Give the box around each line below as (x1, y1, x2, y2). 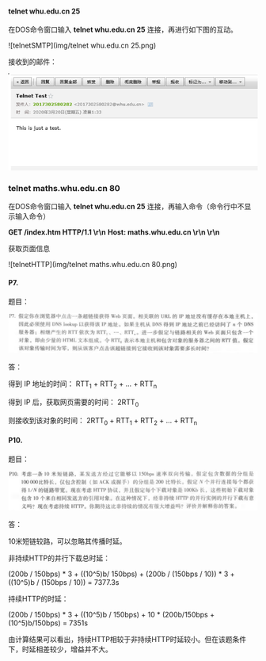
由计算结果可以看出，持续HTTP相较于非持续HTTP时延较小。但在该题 (8, 634, 233, 644)
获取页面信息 (8, 244, 50, 254)
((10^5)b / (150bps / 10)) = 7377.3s (8, 577, 120, 586)
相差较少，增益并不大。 (35, 644, 112, 654)
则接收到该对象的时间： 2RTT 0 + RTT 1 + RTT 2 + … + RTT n (8, 415, 198, 427)
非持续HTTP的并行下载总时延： (8, 553, 111, 563)
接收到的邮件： (8, 57, 57, 67)
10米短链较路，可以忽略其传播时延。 (8, 536, 127, 546)
